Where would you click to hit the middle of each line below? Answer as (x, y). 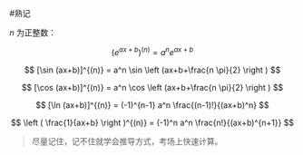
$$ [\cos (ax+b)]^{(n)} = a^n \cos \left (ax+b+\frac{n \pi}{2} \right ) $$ (152, 87)
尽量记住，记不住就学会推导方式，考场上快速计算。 (127, 141)
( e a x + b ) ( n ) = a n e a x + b (152, 51)
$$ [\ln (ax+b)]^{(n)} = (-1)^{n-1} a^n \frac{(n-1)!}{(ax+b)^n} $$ (152, 105)
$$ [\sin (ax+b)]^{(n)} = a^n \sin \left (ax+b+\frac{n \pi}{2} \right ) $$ (152, 70)
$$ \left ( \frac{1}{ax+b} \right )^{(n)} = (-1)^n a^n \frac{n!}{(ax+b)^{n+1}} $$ (152, 122)
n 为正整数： (33, 33)
